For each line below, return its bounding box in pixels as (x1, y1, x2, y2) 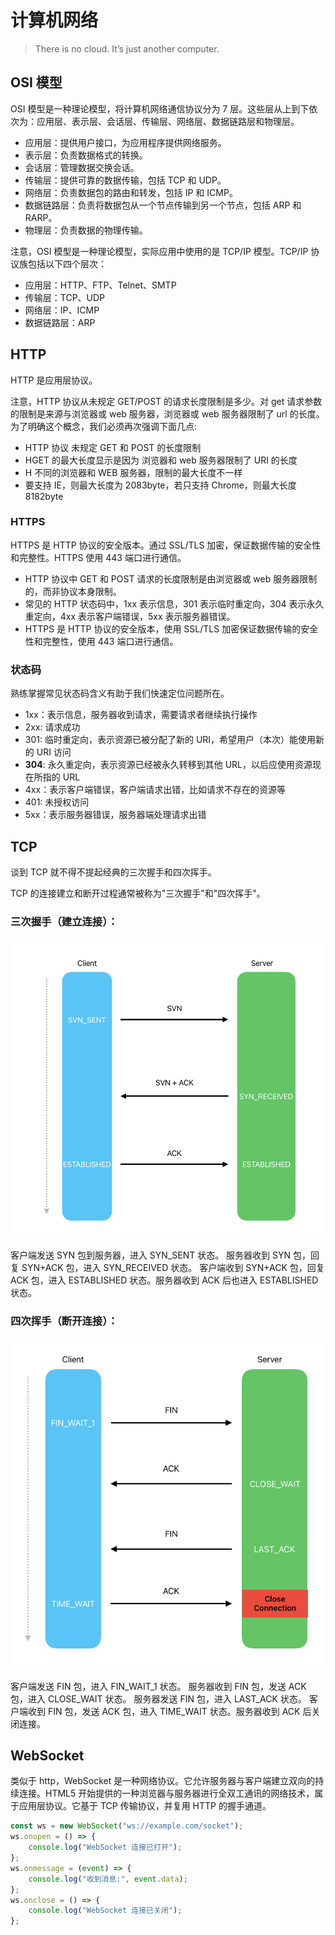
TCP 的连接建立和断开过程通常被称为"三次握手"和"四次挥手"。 (10, 887, 266, 899)
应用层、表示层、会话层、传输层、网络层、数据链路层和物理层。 (36, 115, 300, 127)
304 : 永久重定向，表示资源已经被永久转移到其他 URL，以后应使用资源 (24, 759, 313, 771)
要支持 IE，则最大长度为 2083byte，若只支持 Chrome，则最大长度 (24, 479, 297, 491)
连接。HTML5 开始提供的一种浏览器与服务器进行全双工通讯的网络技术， (18, 1787, 315, 1800)
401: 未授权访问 (24, 796, 90, 808)
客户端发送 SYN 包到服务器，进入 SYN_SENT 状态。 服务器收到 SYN (10, 1249, 292, 1261)
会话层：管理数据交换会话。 (24, 161, 140, 173)
